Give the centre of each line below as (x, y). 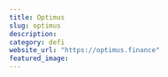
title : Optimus (37, 17)
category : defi (37, 42)
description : (33, 34)
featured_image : (39, 58)
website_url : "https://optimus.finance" (85, 50)
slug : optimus (35, 26)
